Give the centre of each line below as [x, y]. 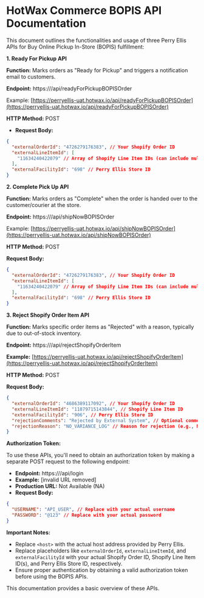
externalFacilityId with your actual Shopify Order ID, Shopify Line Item [105, 557]
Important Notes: [28, 532]
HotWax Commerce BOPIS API [84, 11]
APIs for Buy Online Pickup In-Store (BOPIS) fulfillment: [75, 47]
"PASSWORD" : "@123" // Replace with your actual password [87, 515]
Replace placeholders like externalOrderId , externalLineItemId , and [100, 551]
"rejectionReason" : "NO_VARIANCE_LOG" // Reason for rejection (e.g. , [103, 426]
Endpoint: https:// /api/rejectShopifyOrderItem [64, 345]
